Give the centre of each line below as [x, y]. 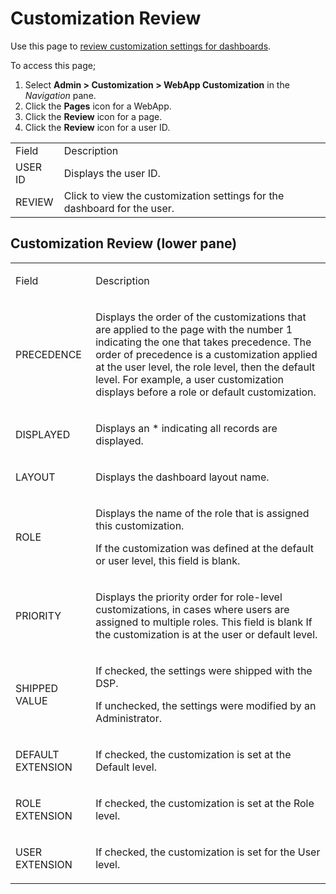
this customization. [140, 525]
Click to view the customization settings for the [174, 195]
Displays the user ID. [112, 173]
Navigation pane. [60, 95]
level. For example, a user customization [190, 379]
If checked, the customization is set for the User [208, 852]
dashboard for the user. [119, 208]
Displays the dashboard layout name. [182, 477]
